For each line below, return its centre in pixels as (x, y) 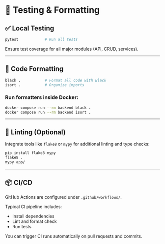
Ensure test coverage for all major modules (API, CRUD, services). (72, 49)
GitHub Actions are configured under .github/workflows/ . (63, 197)
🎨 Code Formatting (34, 69)
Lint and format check (34, 221)
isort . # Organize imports (45, 85)
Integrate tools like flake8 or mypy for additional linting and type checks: (77, 144)
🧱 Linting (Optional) (35, 132)
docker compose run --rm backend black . (48, 108)
